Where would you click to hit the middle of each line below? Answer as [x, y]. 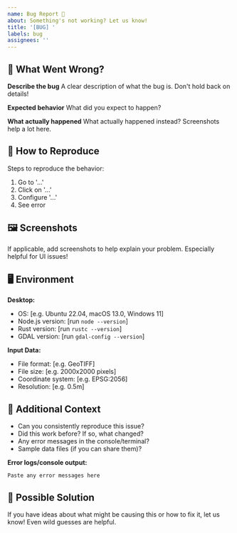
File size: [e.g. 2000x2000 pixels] [67, 372]
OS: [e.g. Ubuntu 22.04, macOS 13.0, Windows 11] [90, 314]
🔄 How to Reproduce [53, 151]
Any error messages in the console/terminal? [83, 441]
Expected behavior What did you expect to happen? [84, 107]
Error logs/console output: [47, 463]
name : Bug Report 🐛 [36, 14]
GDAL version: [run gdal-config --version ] [81, 337]
